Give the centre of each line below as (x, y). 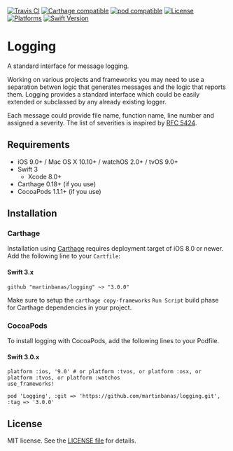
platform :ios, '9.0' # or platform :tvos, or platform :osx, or (104, 372)
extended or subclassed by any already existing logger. (87, 102)
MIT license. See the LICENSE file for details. (72, 440)
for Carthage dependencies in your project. (70, 307)
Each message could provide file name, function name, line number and (111, 115)
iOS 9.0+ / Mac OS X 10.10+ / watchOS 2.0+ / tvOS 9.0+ (98, 162)
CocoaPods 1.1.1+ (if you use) (59, 191)
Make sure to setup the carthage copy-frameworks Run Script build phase (113, 300)
